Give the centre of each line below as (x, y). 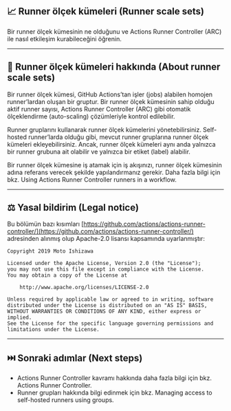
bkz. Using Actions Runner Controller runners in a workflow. (92, 179)
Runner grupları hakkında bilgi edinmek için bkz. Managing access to (114, 393)
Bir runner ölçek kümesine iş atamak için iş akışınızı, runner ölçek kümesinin (114, 165)
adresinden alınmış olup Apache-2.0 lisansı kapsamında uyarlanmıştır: (106, 239)
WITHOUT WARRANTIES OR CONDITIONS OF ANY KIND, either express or (104, 312)
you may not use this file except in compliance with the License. (106, 270)
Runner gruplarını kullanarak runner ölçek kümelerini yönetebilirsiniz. (104, 129)
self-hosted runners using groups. (66, 400)
